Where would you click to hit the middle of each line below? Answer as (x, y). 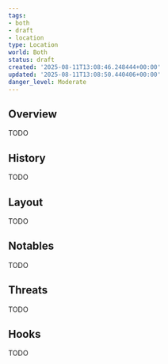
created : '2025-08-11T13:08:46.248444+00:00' (84, 67)
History (27, 158)
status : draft (32, 60)
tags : (17, 15)
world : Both (28, 52)
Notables (31, 246)
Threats (28, 290)
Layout (26, 202)
